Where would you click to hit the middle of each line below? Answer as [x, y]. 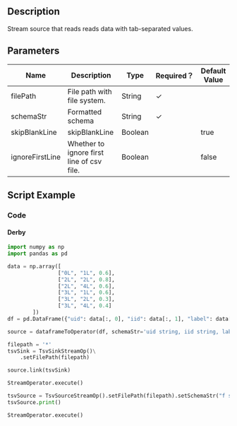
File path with [90, 91]
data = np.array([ [34, 266]
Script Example [42, 195]
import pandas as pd [38, 254]
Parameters [34, 51]
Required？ [175, 76]
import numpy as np [36, 247]
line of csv [85, 161]
